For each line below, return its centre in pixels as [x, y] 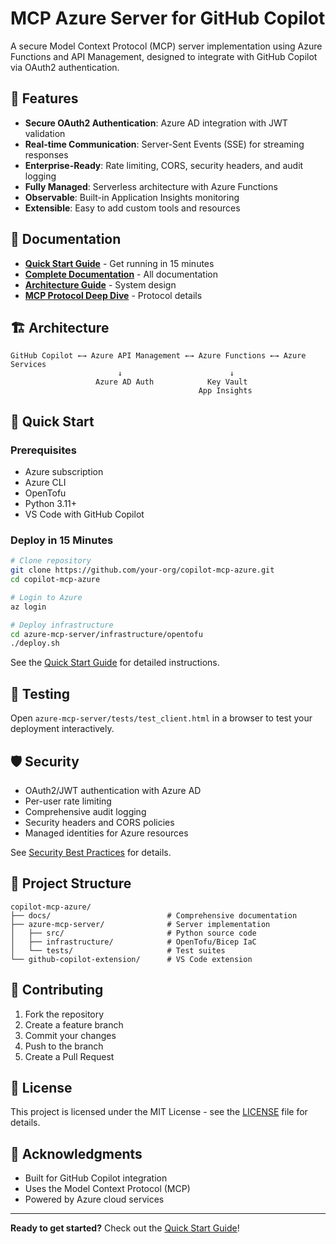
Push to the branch [64, 1046]
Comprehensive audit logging [85, 811]
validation [45, 133]
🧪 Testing [40, 693]
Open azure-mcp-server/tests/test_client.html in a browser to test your [161, 718]
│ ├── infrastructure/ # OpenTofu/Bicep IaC [133, 942]
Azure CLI [45, 483]
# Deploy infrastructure [62, 625]
